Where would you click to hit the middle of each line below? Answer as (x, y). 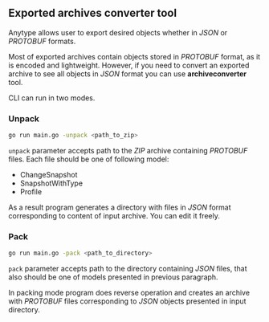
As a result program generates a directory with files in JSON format (120, 207)
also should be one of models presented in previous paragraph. (113, 277)
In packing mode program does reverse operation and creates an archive (129, 293)
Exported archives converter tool (93, 13)
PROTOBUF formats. (42, 41)
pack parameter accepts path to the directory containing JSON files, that (128, 269)
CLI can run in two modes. (52, 98)
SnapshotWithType (51, 183)
